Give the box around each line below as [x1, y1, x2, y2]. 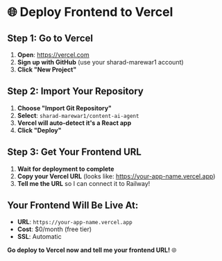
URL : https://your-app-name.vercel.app [17, 218, 133, 226]
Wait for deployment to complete [17, 165, 114, 173]
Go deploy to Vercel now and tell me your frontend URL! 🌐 [7, 246, 177, 254]
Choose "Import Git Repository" [17, 103, 112, 112]
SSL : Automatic [17, 233, 62, 241]
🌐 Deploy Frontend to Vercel [7, 4, 173, 20]
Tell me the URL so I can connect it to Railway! [17, 179, 151, 187]
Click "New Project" [17, 65, 77, 74]
